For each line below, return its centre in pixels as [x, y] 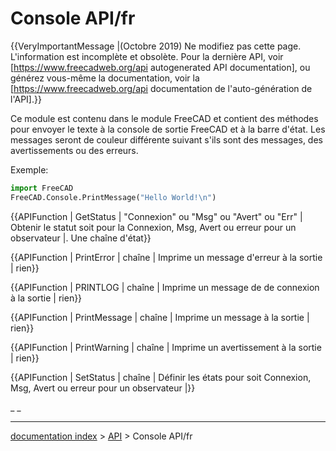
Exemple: [29, 169]
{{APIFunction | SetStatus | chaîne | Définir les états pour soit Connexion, [161, 377]
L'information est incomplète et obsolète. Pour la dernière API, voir [147, 56]
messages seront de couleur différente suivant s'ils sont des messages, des [166, 139]
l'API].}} [26, 99]
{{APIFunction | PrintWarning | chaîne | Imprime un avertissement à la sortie [166, 347]
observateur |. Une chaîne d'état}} [81, 238]
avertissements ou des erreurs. [74, 150]
